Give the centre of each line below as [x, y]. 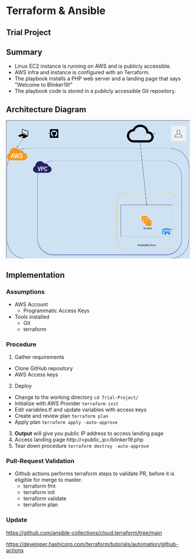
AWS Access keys [36, 375]
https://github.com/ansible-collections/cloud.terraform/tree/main [84, 533]
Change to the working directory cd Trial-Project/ [76, 397]
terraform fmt [39, 486]
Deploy [23, 386]
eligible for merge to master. [48, 480]
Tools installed [32, 316]
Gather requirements [39, 357]
